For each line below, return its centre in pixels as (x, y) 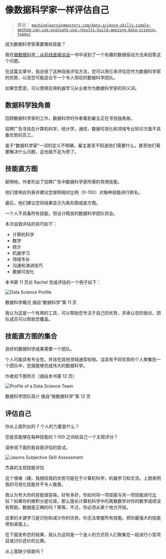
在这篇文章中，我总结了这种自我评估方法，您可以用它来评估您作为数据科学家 (83, 71)
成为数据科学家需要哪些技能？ (35, 44)
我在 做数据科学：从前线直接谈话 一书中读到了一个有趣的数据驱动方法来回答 (81, 55)
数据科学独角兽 (28, 105)
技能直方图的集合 (31, 336)
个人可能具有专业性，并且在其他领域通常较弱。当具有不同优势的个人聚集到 (81, 360)
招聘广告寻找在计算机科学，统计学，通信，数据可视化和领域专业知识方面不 (81, 128)
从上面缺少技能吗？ (25, 552)
